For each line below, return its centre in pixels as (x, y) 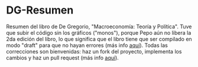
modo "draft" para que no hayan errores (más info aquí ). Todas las (87, 45)
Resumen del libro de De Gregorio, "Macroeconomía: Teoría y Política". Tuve (99, 26)
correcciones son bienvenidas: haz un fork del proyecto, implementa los (94, 51)
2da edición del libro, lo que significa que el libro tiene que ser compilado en (99, 39)
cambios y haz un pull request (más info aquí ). (63, 58)
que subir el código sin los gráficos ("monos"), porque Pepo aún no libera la (99, 32)
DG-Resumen (40, 10)
